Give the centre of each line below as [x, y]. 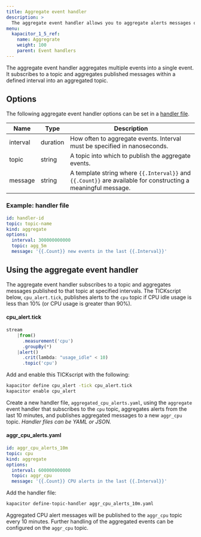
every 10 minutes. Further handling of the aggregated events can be [90, 521]
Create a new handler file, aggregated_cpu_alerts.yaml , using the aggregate [99, 402]
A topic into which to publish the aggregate [130, 155]
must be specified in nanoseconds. [119, 146]
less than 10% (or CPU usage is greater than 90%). [69, 303]
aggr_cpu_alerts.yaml [34, 435]
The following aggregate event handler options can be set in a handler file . [98, 114]
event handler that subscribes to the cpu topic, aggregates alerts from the [97, 409]
